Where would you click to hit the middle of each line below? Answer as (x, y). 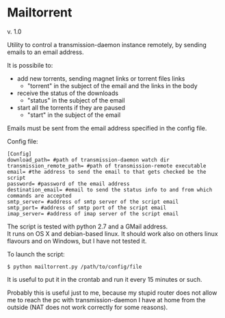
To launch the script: (36, 254)
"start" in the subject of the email (74, 115)
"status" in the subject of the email (76, 100)
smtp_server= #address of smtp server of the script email (93, 202)
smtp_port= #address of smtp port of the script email (87, 208)
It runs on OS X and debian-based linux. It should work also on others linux (112, 233)
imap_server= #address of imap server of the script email (93, 213)
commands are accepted (39, 196)
